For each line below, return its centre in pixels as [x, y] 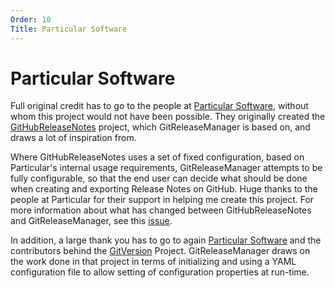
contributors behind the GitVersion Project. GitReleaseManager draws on [160, 251]
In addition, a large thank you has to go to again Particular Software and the [166, 240]
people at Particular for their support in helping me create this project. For [162, 200]
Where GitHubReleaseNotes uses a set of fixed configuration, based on [157, 157]
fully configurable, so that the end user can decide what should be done [159, 178]
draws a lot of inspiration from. [73, 138]
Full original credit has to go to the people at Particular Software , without [159, 106]
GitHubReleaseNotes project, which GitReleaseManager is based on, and [160, 127]
